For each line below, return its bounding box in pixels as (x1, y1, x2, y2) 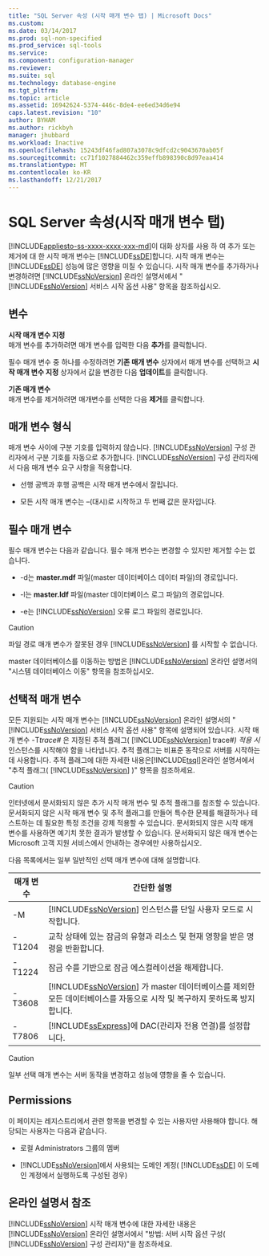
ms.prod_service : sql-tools (8, 42, 102, 50)
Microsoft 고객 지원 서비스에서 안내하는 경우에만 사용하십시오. (8, 838, 203, 848)
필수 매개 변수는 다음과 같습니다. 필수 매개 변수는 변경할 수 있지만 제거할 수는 (8, 545, 247, 555)
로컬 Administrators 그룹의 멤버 (19, 1143, 120, 1152)
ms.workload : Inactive (8, 138, 84, 147)
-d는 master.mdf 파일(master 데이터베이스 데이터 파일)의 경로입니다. (19, 573, 239, 582)
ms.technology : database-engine (8, 79, 116, 87)
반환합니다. (65, 943, 105, 954)
